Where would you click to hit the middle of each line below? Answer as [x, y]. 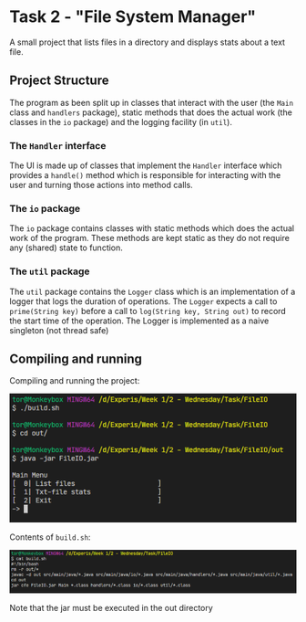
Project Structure [59, 81]
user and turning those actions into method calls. [101, 185]
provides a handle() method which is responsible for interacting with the [145, 175]
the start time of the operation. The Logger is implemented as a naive [139, 321]
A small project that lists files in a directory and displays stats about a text [147, 42]
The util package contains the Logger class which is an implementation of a [153, 291]
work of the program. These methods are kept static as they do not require [149, 238]
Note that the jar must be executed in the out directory [112, 607]
